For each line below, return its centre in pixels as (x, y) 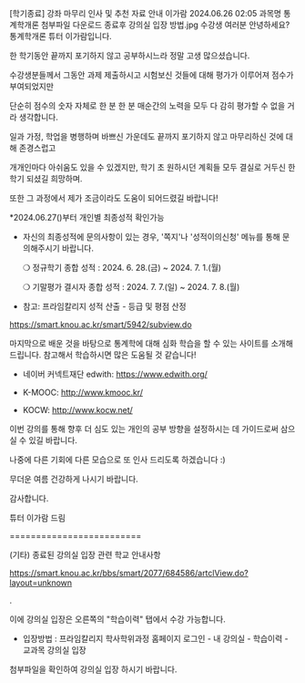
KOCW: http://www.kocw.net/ (78, 410)
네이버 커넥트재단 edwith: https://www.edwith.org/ (115, 374)
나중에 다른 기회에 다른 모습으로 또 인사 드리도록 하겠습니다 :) (117, 460)
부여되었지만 (32, 86)
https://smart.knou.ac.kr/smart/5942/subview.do (101, 325)
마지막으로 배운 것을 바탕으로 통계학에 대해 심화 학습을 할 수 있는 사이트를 (139, 343)
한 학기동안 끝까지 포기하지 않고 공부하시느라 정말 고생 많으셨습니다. (130, 56)
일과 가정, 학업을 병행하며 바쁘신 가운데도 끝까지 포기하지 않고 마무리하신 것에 (147, 136)
